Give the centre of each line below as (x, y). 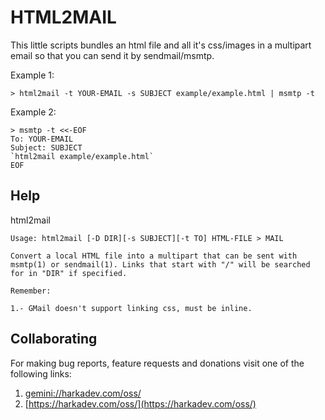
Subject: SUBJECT (46, 147)
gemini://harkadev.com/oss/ (83, 393)
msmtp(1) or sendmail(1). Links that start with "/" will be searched (160, 264)
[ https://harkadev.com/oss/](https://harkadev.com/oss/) (140, 403)
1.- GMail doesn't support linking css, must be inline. (131, 308)
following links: (41, 373)
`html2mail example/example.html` (82, 156)
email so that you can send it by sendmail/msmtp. (112, 55)
